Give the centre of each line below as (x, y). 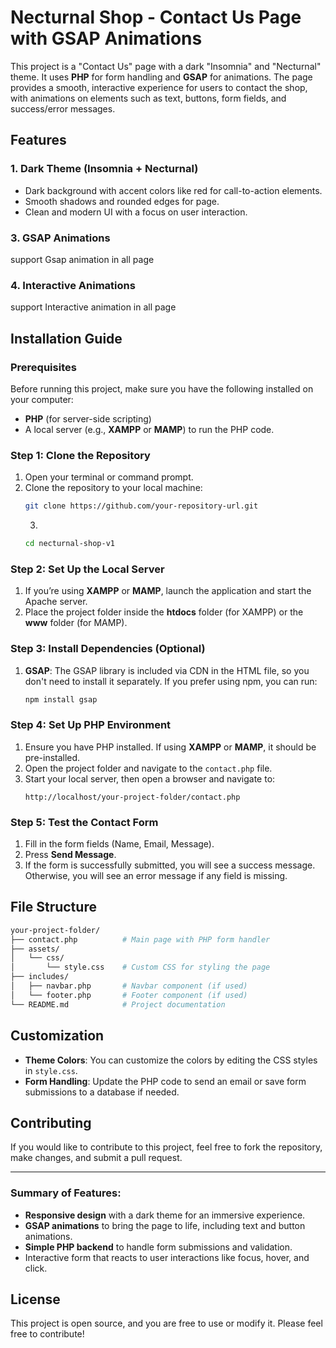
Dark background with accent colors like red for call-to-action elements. (173, 190)
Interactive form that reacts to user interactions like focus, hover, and (167, 1257)
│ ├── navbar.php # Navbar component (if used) (129, 986)
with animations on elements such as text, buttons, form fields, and (148, 98)
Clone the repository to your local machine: (113, 488)
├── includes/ (40, 977)
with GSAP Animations (106, 38)
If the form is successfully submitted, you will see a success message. (170, 865)
